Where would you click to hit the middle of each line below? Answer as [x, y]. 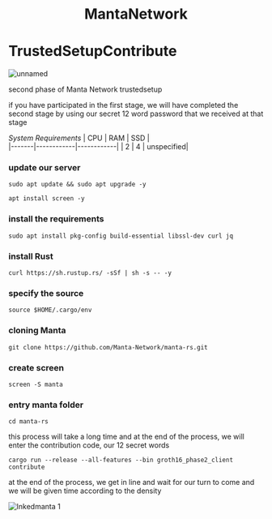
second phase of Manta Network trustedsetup [85, 89]
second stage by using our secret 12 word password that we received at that [136, 114]
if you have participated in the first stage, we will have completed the [123, 105]
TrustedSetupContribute [93, 51]
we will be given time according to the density [85, 491]
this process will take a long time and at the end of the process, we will [126, 437]
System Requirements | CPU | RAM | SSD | [79, 138]
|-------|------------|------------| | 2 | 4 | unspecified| [98, 147]
